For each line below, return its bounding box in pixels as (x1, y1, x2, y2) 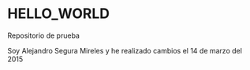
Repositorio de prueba (7, 31, 80, 40)
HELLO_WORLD (7, 5, 110, 23)
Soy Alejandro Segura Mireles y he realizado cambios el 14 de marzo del (7, 46, 242, 55)
